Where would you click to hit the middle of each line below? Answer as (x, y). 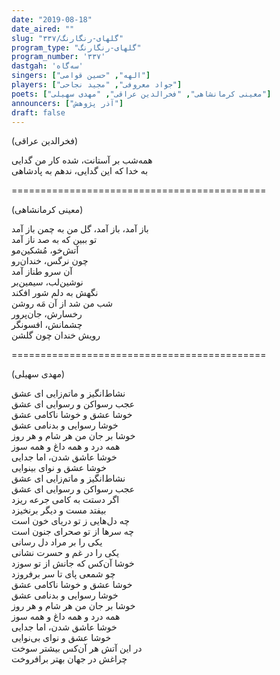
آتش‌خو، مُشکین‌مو (45, 250)
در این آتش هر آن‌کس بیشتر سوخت (77, 648)
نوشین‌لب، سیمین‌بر (47, 282)
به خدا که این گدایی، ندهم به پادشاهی (80, 171)
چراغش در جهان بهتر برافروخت (69, 659)
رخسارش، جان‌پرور (47, 314)
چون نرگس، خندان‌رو (50, 261)
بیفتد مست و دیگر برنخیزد (59, 510)
